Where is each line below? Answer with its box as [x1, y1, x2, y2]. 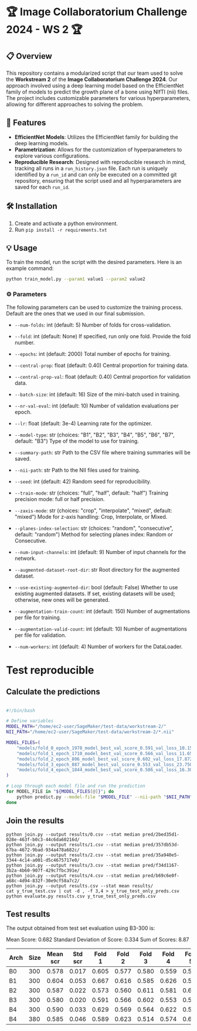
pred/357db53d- [142, 842, 180, 848]
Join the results [6, 816, 64, 826]
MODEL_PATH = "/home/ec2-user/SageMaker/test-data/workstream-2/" [6, 723, 167, 730]
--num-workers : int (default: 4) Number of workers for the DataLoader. [14, 643, 183, 650]
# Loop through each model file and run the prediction [6, 783, 145, 789]
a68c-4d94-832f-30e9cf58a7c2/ [6, 877, 80, 883]
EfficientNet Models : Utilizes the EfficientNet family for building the [14, 134, 178, 141]
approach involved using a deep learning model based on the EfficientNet [6, 82, 184, 89]
